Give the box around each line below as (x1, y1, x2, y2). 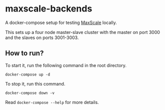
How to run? (5, 49, 44, 57)
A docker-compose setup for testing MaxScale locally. (5, 19, 117, 25)
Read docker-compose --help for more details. (5, 99, 99, 105)
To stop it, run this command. (5, 80, 65, 86)
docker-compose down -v (5, 90, 55, 95)
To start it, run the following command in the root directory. (5, 62, 126, 68)
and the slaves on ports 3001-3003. (5, 34, 79, 40)
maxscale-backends (5, 3, 92, 14)
